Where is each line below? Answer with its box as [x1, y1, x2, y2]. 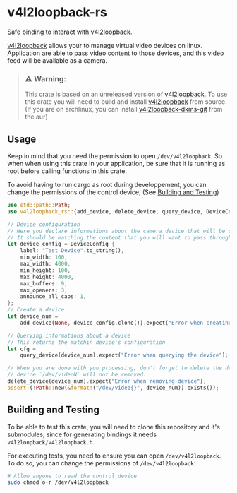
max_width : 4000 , [20, 261, 71, 268]
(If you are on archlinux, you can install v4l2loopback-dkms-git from [24, 105, 223, 114]
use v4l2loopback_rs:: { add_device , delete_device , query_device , [7, 208, 203, 215]
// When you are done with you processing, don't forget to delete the [7, 364, 222, 372]
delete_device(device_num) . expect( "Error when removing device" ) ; [7, 378, 207, 385]
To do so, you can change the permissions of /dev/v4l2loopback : [7, 458, 196, 467]
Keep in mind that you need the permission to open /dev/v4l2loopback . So [7, 152, 223, 160]
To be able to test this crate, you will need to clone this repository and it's [7, 422, 221, 431]
